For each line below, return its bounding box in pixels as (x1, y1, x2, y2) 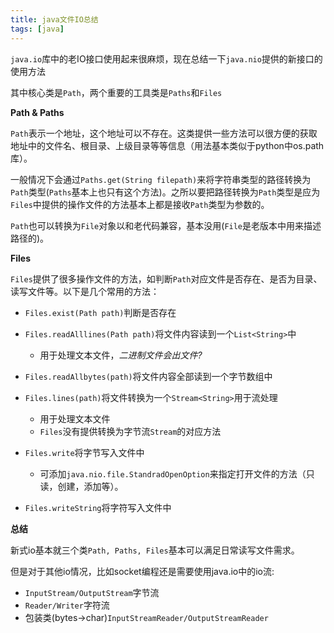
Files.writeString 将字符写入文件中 (24, 501, 172, 513)
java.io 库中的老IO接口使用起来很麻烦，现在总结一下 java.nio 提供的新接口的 (10, 52, 323, 65)
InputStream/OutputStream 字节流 (24, 586, 160, 598)
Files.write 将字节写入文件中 (24, 446, 145, 458)
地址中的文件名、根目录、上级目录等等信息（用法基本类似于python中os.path (10, 139, 325, 151)
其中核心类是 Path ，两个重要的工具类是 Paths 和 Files (10, 86, 223, 98)
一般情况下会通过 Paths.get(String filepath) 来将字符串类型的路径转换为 (10, 173, 312, 185)
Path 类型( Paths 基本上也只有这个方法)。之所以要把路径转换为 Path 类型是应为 (10, 186, 321, 198)
